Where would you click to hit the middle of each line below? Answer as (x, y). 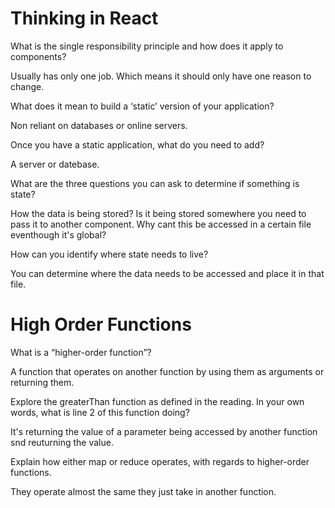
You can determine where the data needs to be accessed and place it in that (167, 273)
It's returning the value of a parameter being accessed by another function (164, 431)
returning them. (42, 382)
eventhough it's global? (58, 234)
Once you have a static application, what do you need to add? (137, 144)
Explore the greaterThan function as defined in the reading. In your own (157, 401)
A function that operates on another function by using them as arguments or (167, 371)
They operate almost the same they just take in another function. (143, 491)
